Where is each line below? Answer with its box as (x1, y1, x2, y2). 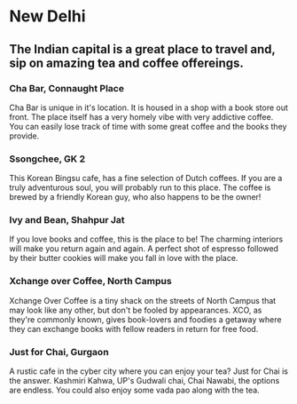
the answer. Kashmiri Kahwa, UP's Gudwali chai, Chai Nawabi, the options (9, 376, 280, 386)
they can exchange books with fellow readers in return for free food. (9, 323, 259, 334)
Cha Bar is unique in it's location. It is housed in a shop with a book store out (9, 102, 288, 113)
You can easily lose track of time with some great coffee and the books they (9, 121, 287, 131)
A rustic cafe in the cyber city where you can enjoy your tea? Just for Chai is (9, 366, 288, 376)
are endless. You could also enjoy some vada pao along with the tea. (9, 384, 260, 396)
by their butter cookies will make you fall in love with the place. (9, 253, 238, 264)
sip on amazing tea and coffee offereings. (9, 55, 244, 70)
